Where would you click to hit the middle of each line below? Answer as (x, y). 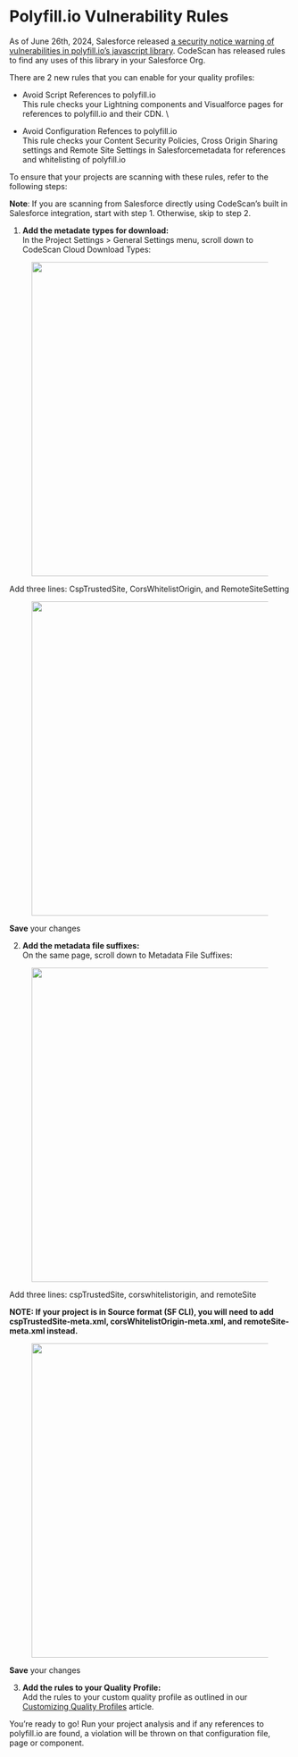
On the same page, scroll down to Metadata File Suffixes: (127, 955)
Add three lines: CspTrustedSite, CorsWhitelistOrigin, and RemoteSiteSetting (149, 589)
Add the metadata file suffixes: (81, 945)
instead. (62, 1330)
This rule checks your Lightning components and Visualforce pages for (153, 104)
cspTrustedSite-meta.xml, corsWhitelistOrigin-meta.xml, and (126, 1321)
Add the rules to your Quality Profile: (91, 1687)
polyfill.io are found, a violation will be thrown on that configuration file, (140, 1733)
